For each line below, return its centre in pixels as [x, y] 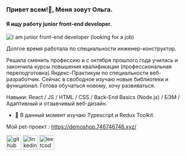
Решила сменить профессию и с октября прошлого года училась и [92, 60]
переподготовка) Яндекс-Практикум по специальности [77, 73]
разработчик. [23, 79]
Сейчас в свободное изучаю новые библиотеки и [105, 79]
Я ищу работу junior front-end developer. [59, 24]
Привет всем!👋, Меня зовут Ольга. [60, 10]
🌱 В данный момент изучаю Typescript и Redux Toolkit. [85, 115]
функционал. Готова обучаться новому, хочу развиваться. [81, 85]
